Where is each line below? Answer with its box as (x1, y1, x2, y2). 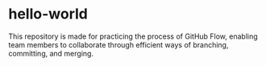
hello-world (8, 5, 89, 23)
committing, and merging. (8, 48, 94, 58)
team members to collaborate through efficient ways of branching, (8, 39, 229, 49)
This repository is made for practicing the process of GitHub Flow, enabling (8, 31, 258, 41)
